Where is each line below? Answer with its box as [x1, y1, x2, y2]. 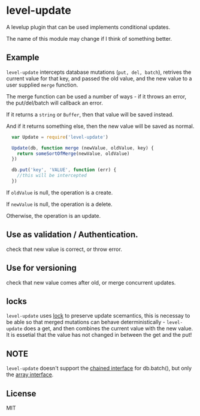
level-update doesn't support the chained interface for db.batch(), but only [6, 364, 192, 372]
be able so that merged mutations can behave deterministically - [6, 319, 166, 326]
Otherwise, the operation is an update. [6, 212, 101, 219]
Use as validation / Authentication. [6, 229, 138, 240]
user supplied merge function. [6, 81, 78, 88]
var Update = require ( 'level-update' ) [11, 134, 109, 140]
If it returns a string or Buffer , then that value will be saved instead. [6, 110, 174, 118]
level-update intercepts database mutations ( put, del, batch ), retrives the [6, 68, 192, 76]
